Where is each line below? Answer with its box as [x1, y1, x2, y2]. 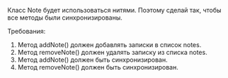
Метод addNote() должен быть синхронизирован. [17, 56, 168, 64]
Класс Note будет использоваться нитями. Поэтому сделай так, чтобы [7, 6, 222, 14]
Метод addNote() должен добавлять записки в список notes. [17, 41, 202, 48]
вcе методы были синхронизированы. [7, 13, 122, 22]
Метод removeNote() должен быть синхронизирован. [17, 63, 179, 71]
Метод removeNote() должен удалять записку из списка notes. [17, 48, 207, 56]
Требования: [7, 27, 46, 35]
